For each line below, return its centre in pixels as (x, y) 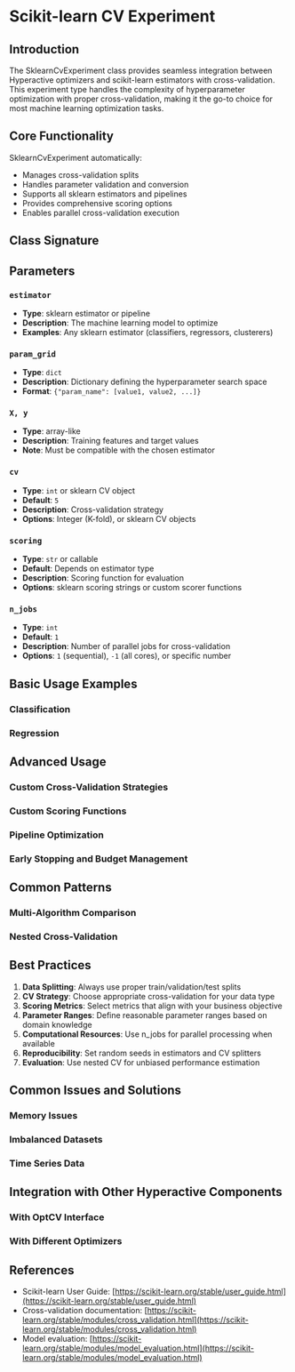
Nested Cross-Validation (64, 936)
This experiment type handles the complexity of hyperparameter (128, 89)
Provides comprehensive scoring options (97, 203)
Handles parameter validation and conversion (105, 184)
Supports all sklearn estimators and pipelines (104, 194)
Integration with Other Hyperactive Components (146, 1192)
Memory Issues (44, 1116)
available (38, 1043)
